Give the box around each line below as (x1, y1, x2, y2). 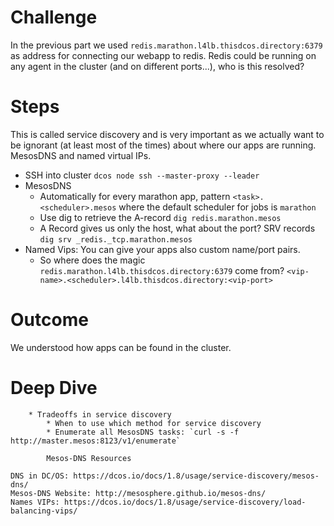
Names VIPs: (10, 497, 60, 507)
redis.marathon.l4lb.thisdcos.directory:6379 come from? (39, 264, 285, 276)
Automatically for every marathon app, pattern (39, 190, 231, 202)
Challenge (10, 6, 98, 29)
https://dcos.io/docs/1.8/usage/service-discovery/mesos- (73, 471, 320, 481)
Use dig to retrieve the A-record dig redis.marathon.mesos (39, 211, 282, 223)
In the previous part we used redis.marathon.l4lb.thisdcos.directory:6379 (10, 39, 323, 51)
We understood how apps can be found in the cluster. (10, 341, 232, 353)
